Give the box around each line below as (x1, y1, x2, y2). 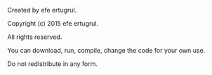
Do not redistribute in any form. (7, 60, 98, 68)
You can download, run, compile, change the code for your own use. (7, 47, 206, 54)
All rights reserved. (7, 33, 62, 41)
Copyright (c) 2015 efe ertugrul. (7, 19, 99, 27)
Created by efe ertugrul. (7, 6, 77, 14)
